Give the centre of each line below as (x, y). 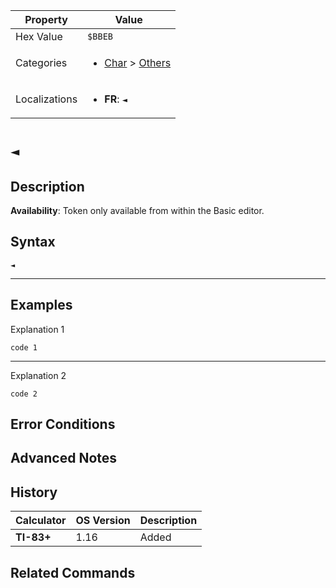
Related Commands (73, 572)
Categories (41, 62)
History (34, 492)
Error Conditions (63, 424)
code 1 (24, 347)
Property (46, 19)
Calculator (41, 521)
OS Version (103, 521)
